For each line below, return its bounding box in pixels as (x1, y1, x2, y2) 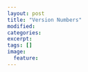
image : (7, 49, 26, 56)
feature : (13, 55, 39, 62)
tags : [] (7, 42, 33, 49)
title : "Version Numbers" (7, 16, 82, 23)
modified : (7, 23, 36, 29)
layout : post (7, 10, 45, 17)
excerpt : (7, 36, 33, 43)
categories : (7, 29, 42, 36)
